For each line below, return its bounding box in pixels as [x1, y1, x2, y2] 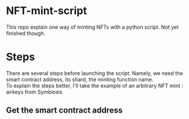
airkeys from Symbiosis [6, 88, 63, 95]
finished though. [6, 29, 46, 36]
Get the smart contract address [6, 106, 123, 115]
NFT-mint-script [6, 4, 87, 18]
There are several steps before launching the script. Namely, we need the [6, 69, 183, 77]
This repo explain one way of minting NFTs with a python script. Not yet [6, 23, 179, 30]
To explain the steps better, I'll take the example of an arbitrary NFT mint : [6, 82, 183, 89]
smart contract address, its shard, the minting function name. [6, 76, 154, 83]
